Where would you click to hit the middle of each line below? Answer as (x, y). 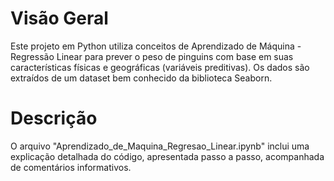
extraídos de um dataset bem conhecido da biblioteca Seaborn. (141, 78)
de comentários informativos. (71, 167)
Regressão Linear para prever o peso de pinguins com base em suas (152, 56)
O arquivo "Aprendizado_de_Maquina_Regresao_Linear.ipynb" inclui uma (160, 146)
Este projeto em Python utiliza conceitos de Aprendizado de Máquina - (156, 46)
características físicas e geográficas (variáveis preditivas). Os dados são (160, 67)
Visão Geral (59, 18)
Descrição (54, 118)
